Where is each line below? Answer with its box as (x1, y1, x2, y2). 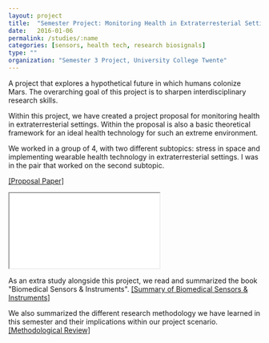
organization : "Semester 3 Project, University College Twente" (8, 57, 227, 65)
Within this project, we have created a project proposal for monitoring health (8, 111, 260, 120)
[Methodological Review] (8, 325, 90, 335)
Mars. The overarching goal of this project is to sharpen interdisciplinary (8, 87, 247, 96)
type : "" (8, 49, 38, 57)
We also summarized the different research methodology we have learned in (8, 308, 261, 317)
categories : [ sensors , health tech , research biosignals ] (8, 42, 206, 50)
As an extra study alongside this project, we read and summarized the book (8, 276, 258, 285)
